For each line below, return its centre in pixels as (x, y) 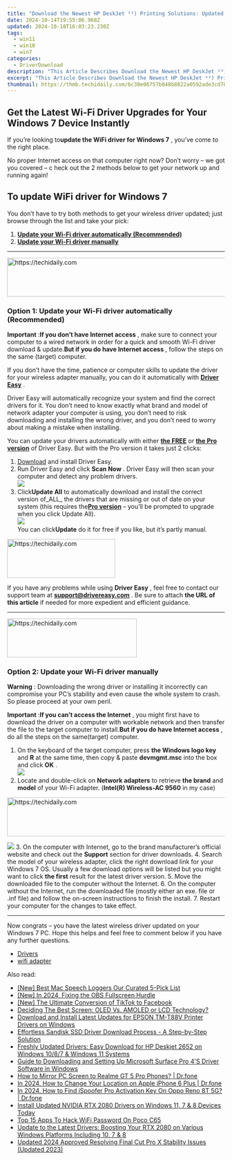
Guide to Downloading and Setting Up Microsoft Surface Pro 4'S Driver (118, 1061)
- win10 (25, 46)
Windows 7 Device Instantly (68, 123)
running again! (28, 175)
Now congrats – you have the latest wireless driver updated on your (103, 926)
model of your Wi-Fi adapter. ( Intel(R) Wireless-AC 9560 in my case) (116, 788)
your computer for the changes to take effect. (72, 906)
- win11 (25, 39)
